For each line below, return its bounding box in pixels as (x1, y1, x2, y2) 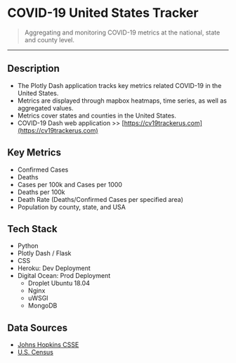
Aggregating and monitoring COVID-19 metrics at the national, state (24, 28, 221, 37)
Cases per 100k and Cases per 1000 (17, 180, 123, 189)
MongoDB (27, 301, 58, 310)
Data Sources (7, 321, 68, 333)
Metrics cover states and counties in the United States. (17, 111, 177, 120)
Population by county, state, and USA (17, 203, 126, 211)
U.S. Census (17, 348, 54, 357)
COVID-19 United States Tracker (7, 5, 199, 21)
